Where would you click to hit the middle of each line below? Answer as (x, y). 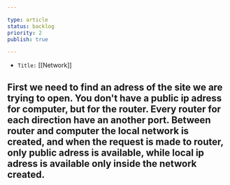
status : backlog (31, 26)
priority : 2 (24, 33)
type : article (28, 20)
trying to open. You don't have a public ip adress (115, 98)
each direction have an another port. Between (109, 120)
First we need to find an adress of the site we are (115, 87)
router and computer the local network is (98, 131)
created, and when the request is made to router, (115, 141)
